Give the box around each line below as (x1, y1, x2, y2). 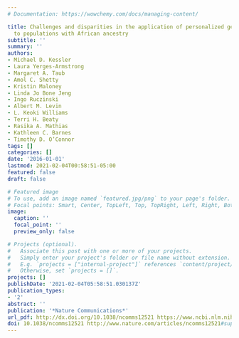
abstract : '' (7, 300, 46, 307)
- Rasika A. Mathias (7, 122, 69, 130)
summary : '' (7, 43, 43, 51)
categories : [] (7, 149, 53, 157)
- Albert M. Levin (7, 102, 62, 110)
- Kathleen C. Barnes (7, 129, 72, 136)
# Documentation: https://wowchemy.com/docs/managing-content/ (7, 10, 199, 18)
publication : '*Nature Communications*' (7, 307, 129, 314)
